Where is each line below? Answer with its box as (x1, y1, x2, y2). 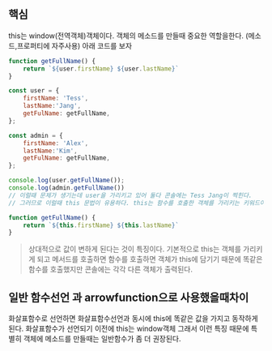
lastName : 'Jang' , (23, 102, 82, 110)
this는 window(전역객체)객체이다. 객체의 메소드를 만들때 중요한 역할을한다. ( (8, 31, 249, 41)
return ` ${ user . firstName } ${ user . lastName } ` (23, 64, 180, 73)
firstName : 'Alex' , (23, 139, 89, 148)
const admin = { (8, 131, 63, 139)
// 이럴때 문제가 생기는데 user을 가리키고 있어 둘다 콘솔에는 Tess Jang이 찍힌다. (8, 191, 253, 199)
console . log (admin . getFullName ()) (8, 184, 125, 192)
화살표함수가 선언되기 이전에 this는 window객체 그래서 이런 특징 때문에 (25, 323, 249, 334)
